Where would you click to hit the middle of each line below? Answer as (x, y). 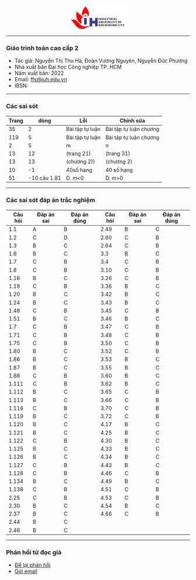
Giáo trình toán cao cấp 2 (42, 48)
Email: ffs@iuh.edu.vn (41, 80)
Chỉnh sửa (132, 121)
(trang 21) (79, 154)
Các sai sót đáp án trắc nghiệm (50, 200)
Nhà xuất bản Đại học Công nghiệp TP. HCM (68, 67)
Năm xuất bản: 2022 (39, 73)
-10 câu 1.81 (45, 178)
